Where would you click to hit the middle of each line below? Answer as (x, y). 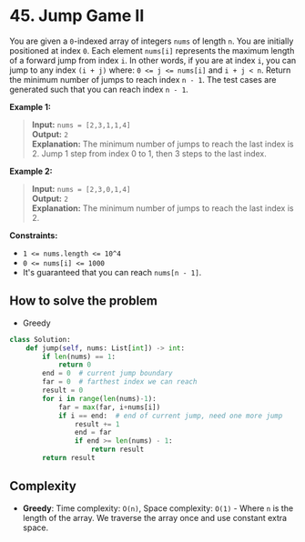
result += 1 (97, 424)
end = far (93, 433)
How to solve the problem (83, 301)
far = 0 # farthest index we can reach (120, 382)
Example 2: (31, 171)
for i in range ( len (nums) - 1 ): (99, 398)
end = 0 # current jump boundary (107, 374)
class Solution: (40, 339)
